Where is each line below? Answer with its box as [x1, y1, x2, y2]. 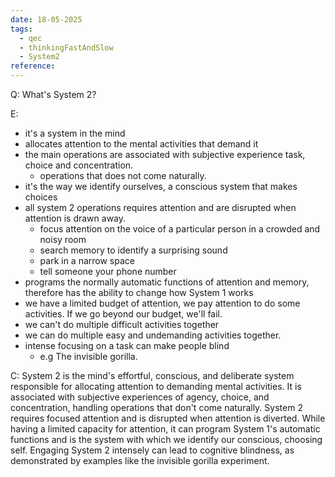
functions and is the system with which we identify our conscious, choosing [10, 434, 323, 445]
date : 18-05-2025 [10, 14, 83, 25]
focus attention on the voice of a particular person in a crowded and [39, 223, 321, 235]
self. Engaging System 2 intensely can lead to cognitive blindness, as [10, 444, 295, 456]
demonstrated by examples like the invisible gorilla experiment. [10, 455, 270, 466]
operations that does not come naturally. [39, 170, 207, 181]
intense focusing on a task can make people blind [24, 340, 230, 351]
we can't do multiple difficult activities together [24, 319, 220, 330]
